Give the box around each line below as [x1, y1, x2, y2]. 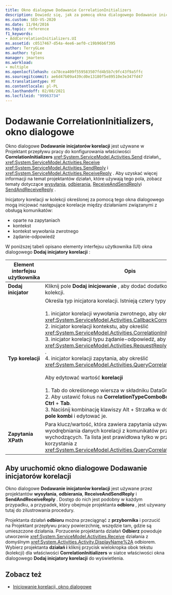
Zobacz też [5, 570, 42, 579]
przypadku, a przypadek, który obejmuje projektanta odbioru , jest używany [5, 502, 166, 508]
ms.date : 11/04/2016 [5, 22, 50, 27]
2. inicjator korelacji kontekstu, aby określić [45, 323, 149, 330]
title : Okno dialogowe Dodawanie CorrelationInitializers [5, 7, 132, 13]
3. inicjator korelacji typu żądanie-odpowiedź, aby [45, 336, 166, 343]
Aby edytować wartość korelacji [45, 374, 123, 381]
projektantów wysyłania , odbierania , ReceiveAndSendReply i [5, 491, 137, 497]
